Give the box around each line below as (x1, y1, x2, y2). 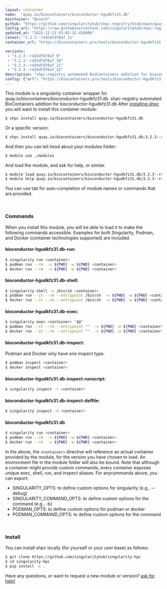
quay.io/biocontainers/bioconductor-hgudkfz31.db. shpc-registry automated (5, 95, 162, 101)
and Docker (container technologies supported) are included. (5, 235, 131, 241)
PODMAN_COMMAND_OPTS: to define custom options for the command (12, 511, 161, 517)
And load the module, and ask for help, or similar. (5, 162, 106, 168)
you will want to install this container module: (5, 106, 97, 112)
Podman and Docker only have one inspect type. (5, 351, 105, 357)
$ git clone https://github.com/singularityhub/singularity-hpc (5, 555, 141, 560)
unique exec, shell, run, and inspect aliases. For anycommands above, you (5, 470, 158, 476)
